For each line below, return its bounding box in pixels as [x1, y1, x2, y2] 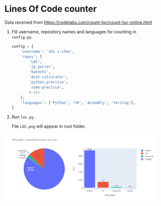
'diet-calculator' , [29, 75, 68, 79]
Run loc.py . [11, 114, 35, 120]
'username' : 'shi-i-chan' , [20, 49, 75, 54]
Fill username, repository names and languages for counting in [11, 29, 136, 34]
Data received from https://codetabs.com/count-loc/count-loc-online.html [4, 19, 152, 25]
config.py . [11, 34, 33, 40]
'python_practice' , [29, 80, 68, 85]
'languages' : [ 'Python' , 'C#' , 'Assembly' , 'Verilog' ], [20, 100, 135, 105]
